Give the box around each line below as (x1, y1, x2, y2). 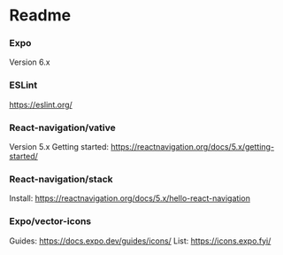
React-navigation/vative (9, 121, 117, 134)
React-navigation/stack (9, 174, 113, 185)
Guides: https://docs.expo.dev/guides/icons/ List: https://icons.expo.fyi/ (9, 236, 272, 246)
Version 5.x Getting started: (9, 142, 109, 152)
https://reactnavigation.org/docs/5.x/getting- (110, 142, 275, 152)
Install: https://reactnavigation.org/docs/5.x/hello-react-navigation (9, 193, 250, 204)
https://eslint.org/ (9, 99, 73, 110)
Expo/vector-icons (9, 215, 92, 228)
